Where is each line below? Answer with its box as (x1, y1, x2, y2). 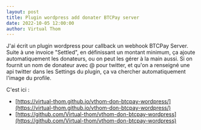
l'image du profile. (6, 74, 51, 82)
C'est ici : (6, 86, 30, 94)
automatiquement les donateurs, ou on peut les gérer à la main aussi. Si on (6, 55, 193, 62)
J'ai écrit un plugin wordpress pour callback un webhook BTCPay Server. (6, 42, 189, 50)
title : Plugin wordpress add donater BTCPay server (6, 15, 139, 21)
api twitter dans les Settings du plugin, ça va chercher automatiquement (6, 68, 186, 76)
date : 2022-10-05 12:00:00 (6, 20, 74, 26)
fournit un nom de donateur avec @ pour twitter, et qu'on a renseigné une (6, 62, 190, 69)
